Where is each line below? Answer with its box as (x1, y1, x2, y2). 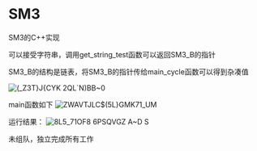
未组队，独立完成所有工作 (8, 134, 94, 144)
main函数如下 (8, 99, 54, 109)
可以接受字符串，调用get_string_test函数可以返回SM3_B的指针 (8, 49, 216, 59)
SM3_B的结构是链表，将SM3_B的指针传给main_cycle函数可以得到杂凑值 (8, 66, 249, 77)
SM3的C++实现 (8, 32, 61, 42)
